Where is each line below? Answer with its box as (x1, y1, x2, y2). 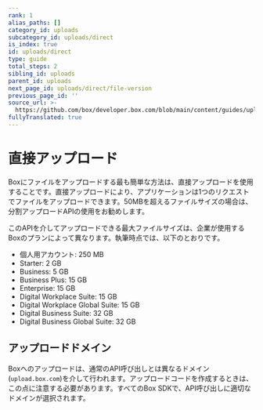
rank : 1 (8, 11, 34, 20)
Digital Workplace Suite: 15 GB (19, 292, 117, 301)
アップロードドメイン (8, 342, 111, 355)
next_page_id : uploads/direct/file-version (8, 84, 153, 93)
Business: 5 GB (19, 267, 69, 276)
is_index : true (8, 41, 58, 49)
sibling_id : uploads (8, 70, 76, 78)
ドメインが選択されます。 (8, 393, 90, 402)
